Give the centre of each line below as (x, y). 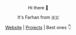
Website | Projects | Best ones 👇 (38, 27)
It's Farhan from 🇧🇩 (38, 17)
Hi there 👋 (38, 8)
